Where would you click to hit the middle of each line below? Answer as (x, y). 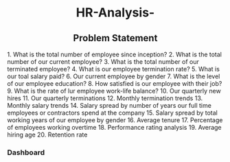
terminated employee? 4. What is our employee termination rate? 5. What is (113, 69)
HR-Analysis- (115, 13)
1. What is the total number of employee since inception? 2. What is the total (114, 54)
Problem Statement (115, 38)
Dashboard (26, 152)
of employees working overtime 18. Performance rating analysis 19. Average (114, 127)
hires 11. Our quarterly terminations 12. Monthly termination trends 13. (105, 98)
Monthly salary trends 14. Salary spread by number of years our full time (109, 105)
